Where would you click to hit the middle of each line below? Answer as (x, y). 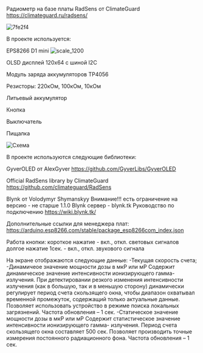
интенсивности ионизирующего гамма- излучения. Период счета (92, 325)
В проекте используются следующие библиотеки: (71, 157)
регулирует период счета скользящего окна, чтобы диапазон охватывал (101, 293)
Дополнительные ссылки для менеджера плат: (68, 224)
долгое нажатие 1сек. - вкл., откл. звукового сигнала (75, 248)
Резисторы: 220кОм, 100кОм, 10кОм (54, 86)
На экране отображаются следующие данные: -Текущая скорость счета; (102, 260)
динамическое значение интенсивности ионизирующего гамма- (91, 273)
